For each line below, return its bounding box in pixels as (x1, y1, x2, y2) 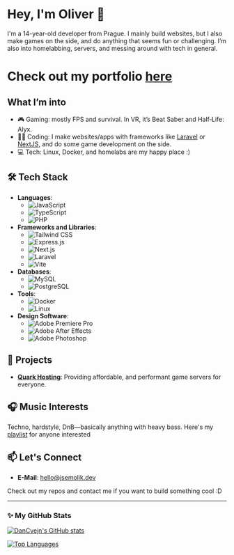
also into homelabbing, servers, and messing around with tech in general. (7, 44, 218, 52)
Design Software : (17, 311, 69, 320)
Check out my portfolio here (7, 69, 173, 84)
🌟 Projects (7, 354, 53, 366)
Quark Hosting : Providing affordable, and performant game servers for (17, 373, 221, 381)
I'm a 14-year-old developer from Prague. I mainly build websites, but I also (7, 29, 223, 38)
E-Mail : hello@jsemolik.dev (17, 474, 96, 482)
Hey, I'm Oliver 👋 (7, 6, 105, 22)
